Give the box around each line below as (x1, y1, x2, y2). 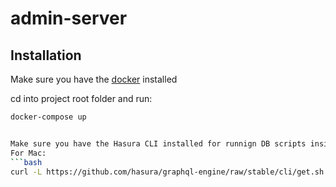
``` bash (10, 157, 43, 167)
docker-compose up (10, 112, 87, 122)
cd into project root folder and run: (10, 93, 153, 104)
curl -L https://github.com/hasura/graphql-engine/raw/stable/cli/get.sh (10, 167, 325, 177)
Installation (10, 47, 82, 64)
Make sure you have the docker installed (10, 73, 178, 85)
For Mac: (10, 148, 47, 158)
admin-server (10, 7, 128, 30)
